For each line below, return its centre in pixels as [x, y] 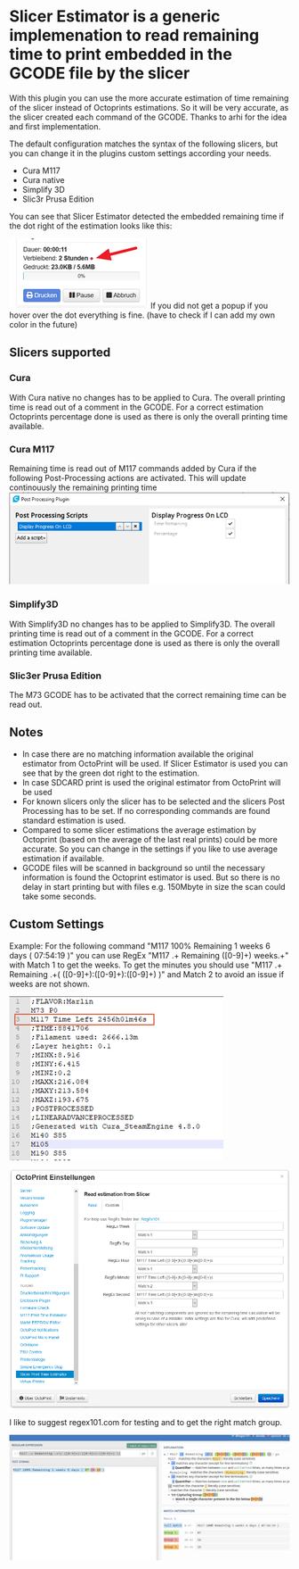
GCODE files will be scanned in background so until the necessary [143, 868]
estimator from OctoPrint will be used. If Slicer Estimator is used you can [155, 763]
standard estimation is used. [74, 820]
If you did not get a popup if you [209, 305]
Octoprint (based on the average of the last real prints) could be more [149, 839]
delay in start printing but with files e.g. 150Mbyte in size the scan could [154, 886]
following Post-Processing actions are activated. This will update [128, 477]
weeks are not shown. [50, 984]
